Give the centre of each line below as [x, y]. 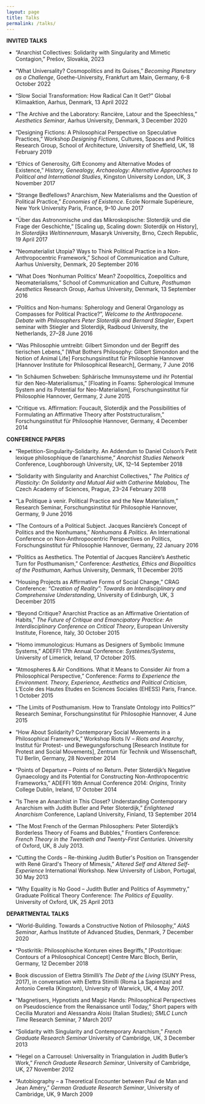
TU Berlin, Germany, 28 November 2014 [65, 758]
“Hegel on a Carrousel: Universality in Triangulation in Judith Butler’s [102, 1056]
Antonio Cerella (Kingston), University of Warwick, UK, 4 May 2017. [100, 988]
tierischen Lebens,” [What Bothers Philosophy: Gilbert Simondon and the [107, 352]
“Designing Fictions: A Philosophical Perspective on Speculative [96, 133]
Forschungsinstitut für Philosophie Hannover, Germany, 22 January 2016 [107, 546]
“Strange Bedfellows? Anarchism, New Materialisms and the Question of [106, 195]
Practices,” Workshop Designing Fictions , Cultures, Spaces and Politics [105, 139]
